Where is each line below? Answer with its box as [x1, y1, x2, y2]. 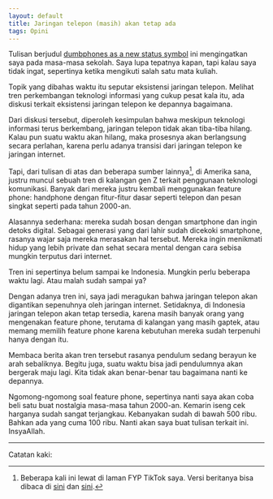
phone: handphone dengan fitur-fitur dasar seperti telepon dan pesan [8, 192, 241, 203]
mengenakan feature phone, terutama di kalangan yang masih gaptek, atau [8, 317, 260, 327]
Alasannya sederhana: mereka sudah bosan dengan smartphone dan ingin [8, 217, 258, 227]
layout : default [8, 11, 63, 20]
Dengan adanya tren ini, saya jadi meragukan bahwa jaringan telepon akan [8, 291, 258, 301]
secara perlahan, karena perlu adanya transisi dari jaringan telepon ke [8, 141, 242, 151]
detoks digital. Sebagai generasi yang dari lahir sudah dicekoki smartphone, [8, 226, 262, 235]
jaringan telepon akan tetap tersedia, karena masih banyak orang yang [8, 309, 245, 319]
